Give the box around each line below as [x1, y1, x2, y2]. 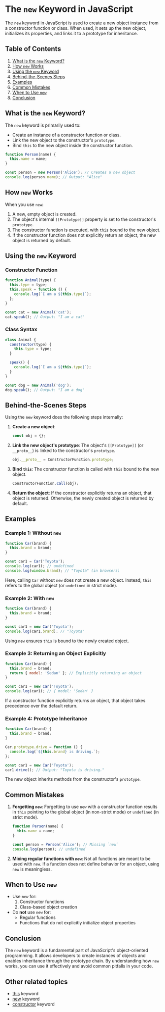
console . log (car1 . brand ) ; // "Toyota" [5, 629, 85, 634]
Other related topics [5, 977, 68, 986]
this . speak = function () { [9, 287, 67, 292]
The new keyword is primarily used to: [5, 122, 81, 128]
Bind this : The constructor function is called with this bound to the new [12, 466, 160, 472]
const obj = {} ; [12, 433, 46, 439]
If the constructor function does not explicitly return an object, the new [12, 232, 156, 238]
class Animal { [5, 337, 36, 342]
